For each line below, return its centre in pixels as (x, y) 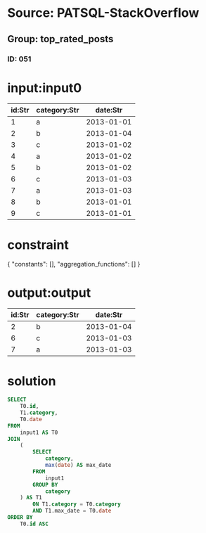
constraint (38, 245)
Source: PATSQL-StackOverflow (103, 13)
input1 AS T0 (39, 432)
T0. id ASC (34, 524)
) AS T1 (31, 498)
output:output (49, 293)
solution (32, 381)
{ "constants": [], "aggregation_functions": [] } (74, 264)
